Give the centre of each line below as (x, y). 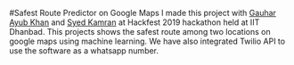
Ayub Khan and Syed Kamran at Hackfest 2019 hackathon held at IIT (135, 22)
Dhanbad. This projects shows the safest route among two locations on (140, 32)
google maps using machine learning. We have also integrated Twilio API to (147, 41)
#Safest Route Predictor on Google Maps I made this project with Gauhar (143, 13)
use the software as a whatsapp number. (84, 51)
